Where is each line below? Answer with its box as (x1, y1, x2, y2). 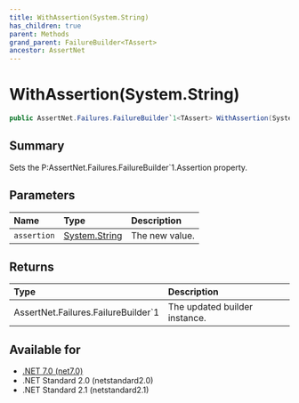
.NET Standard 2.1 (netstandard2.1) (21, 384, 149, 396)
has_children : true (9, 21, 82, 30)
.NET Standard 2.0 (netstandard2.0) (21, 375, 154, 386)
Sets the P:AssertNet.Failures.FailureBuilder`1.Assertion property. (9, 162, 247, 173)
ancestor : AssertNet (9, 46, 86, 55)
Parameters (9, 188, 76, 203)
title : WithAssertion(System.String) (9, 12, 149, 22)
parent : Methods (9, 29, 69, 38)
